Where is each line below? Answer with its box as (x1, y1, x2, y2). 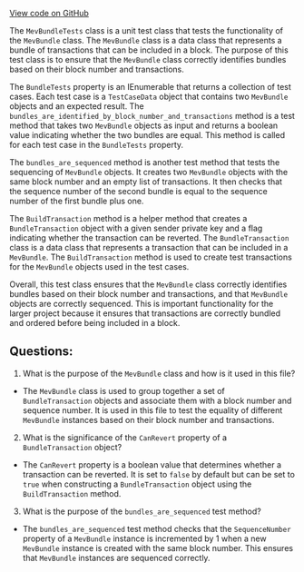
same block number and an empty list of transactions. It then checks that (9, 176, 283, 187)
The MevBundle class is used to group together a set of (22, 385, 225, 396)
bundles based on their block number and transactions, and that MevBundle (9, 289, 289, 299)
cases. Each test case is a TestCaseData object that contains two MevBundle (9, 91, 289, 102)
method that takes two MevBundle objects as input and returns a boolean (9, 120, 279, 131)
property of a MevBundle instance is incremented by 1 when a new (22, 533, 267, 544)
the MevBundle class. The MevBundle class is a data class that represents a (9, 35, 283, 45)
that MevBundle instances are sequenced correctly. (22, 552, 211, 563)
